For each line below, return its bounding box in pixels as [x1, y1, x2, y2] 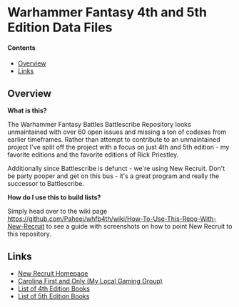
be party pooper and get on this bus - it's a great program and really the [7, 172, 220, 180]
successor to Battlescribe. [7, 179, 84, 188]
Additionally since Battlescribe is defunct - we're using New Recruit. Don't [7, 165, 225, 173]
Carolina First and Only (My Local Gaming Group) [17, 277, 163, 286]
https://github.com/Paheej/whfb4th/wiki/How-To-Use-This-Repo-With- [7, 214, 217, 223]
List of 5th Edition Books [17, 292, 90, 301]
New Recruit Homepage [17, 269, 88, 278]
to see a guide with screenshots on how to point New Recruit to [46, 222, 233, 231]
